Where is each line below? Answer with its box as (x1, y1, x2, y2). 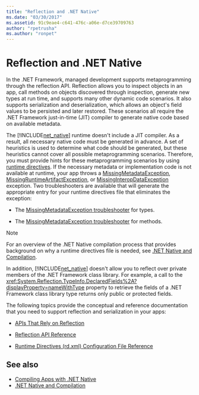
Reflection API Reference (14, 331, 76, 339)
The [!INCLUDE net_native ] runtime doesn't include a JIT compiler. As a (6, 132, 180, 139)
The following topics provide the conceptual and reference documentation (6, 302, 188, 309)
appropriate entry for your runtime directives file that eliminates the (6, 188, 170, 196)
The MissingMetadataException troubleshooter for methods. (14, 218, 163, 225)
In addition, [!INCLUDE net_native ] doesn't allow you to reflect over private (6, 265, 187, 272)
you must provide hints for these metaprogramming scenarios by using (6, 157, 180, 164)
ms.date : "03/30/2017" (6, 14, 62, 20)
